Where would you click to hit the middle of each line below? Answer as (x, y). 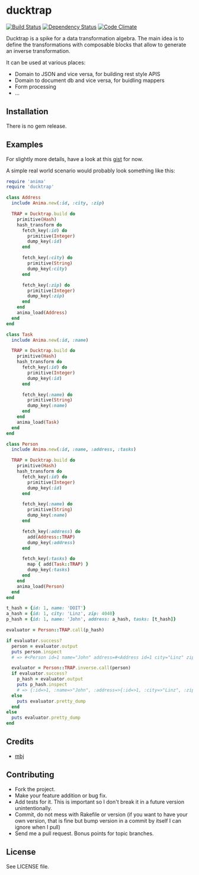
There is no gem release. (36, 126)
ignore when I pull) (38, 827)
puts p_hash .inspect (42, 685)
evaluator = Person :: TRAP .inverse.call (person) (71, 668)
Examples (25, 145)
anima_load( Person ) (41, 586)
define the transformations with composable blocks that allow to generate (96, 45)
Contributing (30, 775)
